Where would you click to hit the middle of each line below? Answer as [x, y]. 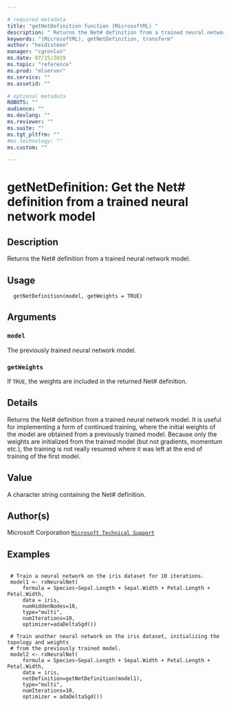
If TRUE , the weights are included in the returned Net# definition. [97, 381]
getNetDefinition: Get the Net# [96, 187]
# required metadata [37, 19]
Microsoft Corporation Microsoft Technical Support [81, 533]
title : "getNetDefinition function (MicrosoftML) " [82, 26]
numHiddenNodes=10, [50, 606]
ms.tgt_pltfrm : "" [33, 134]
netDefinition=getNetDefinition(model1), [82, 679]
